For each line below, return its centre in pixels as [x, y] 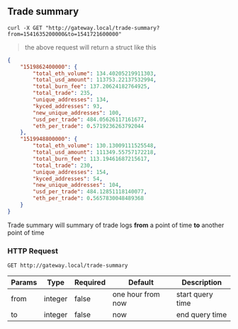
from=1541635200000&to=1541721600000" [64, 34]
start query [195, 294]
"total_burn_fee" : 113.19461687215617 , [92, 158]
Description [202, 282]
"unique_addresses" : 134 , [71, 100]
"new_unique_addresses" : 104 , [77, 185]
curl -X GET [25, 28]
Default [141, 282]
